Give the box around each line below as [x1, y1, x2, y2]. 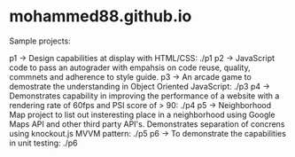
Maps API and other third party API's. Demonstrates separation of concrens [9, 118, 285, 130]
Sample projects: [9, 35, 71, 46]
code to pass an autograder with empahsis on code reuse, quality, [9, 62, 251, 73]
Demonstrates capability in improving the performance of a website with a [9, 90, 280, 101]
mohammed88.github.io [9, 6, 192, 27]
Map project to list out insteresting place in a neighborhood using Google [9, 109, 276, 120]
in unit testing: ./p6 [9, 137, 78, 148]
